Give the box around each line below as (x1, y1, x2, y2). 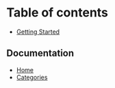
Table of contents (6, 5, 109, 21)
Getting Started (16, 27, 60, 36)
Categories (16, 73, 48, 81)
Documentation (6, 47, 75, 59)
